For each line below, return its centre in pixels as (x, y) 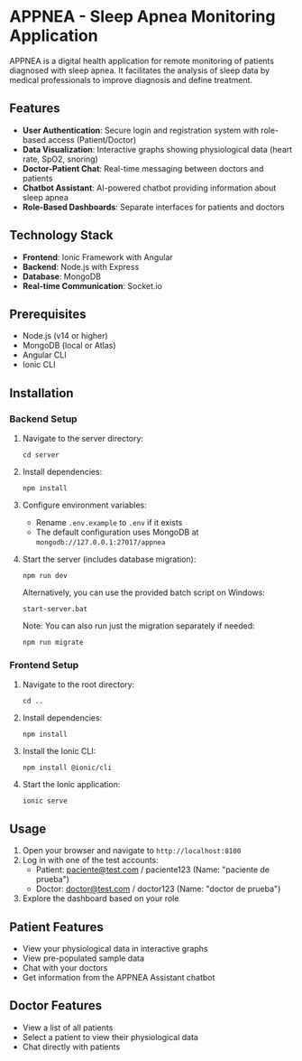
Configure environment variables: (84, 505)
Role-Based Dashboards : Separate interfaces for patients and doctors (153, 207)
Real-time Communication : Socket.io (92, 285)
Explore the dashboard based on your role (101, 898)
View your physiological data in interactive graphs (115, 948)
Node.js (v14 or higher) (65, 336)
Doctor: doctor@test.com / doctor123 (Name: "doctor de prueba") (158, 889)
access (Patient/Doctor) (92, 140)
